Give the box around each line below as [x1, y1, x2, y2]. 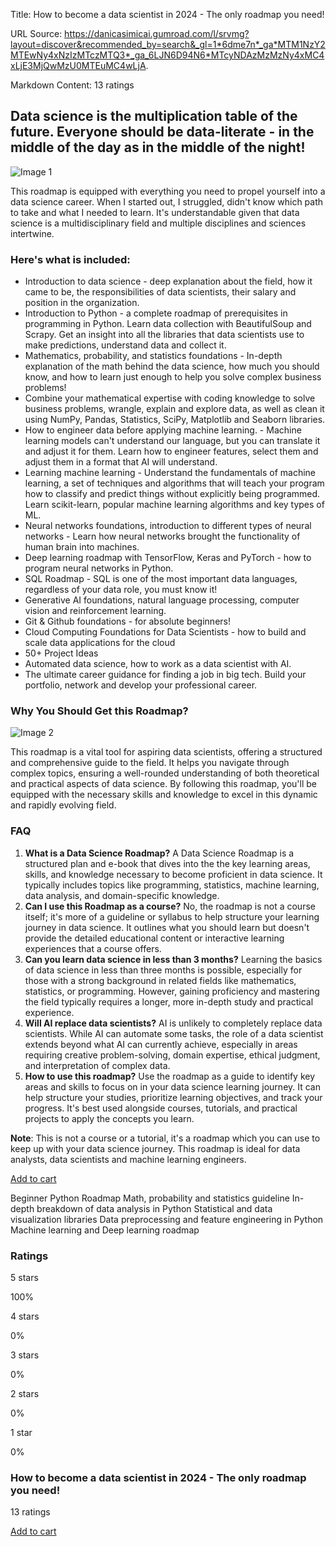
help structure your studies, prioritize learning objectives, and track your [24, 1091, 323, 1103]
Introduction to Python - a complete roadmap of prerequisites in [24, 307, 288, 319]
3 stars [10, 1349, 40, 1361]
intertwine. [10, 227, 55, 239]
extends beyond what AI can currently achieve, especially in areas [24, 1038, 298, 1050]
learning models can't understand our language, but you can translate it [24, 435, 321, 447]
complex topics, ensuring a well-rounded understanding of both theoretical [10, 767, 320, 779]
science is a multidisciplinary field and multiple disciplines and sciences [10, 217, 307, 229]
